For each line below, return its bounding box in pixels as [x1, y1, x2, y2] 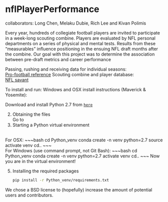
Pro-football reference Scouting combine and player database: [5, 71, 134, 77]
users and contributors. [5, 192, 53, 198]
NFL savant [5, 77, 29, 83]
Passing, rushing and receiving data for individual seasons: [5, 66, 126, 72]
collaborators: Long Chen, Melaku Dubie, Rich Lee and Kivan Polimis [5, 20, 146, 26]
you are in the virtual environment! [5, 158, 76, 164]
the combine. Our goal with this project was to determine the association [5, 51, 155, 57]
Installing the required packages [12, 168, 79, 174]
